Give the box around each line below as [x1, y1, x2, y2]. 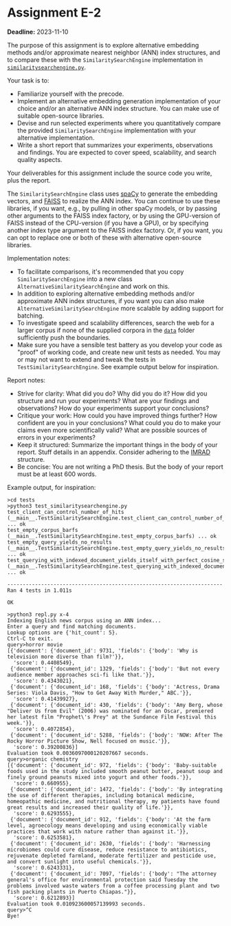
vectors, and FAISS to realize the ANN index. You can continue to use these [7, 196, 221, 205]
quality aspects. [16, 155, 63, 163]
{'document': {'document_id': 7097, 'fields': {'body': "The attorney [10, 870, 217, 877]
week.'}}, [7, 719, 36, 726]
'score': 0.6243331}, [13, 864, 76, 871]
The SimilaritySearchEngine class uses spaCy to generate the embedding [7, 189, 218, 198]
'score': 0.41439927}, [13, 695, 78, 702]
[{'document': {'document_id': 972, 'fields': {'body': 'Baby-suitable [7, 761, 217, 769]
